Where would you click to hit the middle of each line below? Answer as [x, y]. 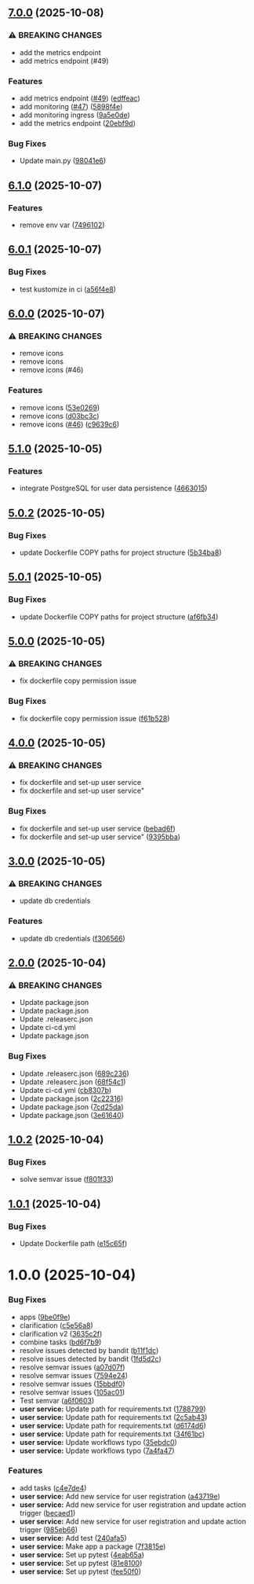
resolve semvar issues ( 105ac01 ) [72, 1392]
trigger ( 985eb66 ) [49, 1529]
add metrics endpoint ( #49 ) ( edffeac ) [80, 98]
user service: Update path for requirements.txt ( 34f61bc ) [112, 1434]
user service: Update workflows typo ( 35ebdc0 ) [98, 1442]
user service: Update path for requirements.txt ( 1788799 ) [112, 1409]
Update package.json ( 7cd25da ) [71, 1106]
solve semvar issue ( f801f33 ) [66, 1179]
